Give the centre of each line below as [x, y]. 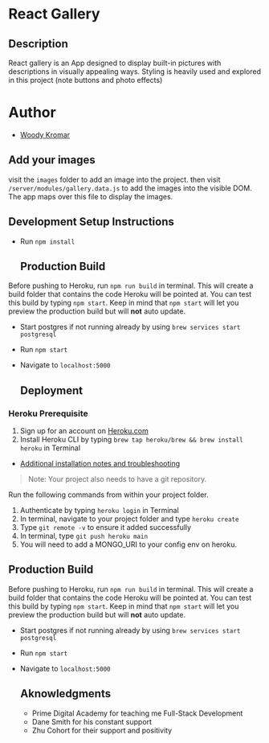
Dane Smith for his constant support [92, 721]
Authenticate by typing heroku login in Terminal [99, 511]
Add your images [52, 160]
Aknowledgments [65, 694]
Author [32, 113]
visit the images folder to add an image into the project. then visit [114, 179]
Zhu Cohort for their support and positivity [102, 730]
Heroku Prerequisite [48, 413]
